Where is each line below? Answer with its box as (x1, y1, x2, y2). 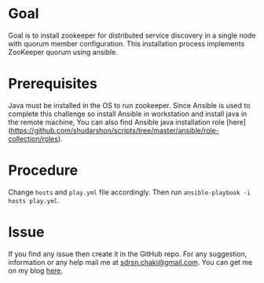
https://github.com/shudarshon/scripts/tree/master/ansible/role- (10, 125, 220, 135)
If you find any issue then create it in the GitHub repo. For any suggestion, (8, 249, 247, 259)
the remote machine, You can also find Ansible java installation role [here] (8, 117, 246, 126)
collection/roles (8, 134, 59, 143)
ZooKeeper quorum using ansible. (8, 47, 118, 56)
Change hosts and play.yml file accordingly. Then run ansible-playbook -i (8, 187, 251, 197)
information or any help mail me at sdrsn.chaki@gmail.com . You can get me (8, 257, 253, 267)
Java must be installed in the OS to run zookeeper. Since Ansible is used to (8, 100, 251, 110)
